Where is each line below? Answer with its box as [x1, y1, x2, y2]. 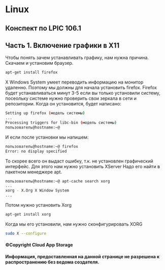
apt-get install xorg [5, 212, 51, 217]
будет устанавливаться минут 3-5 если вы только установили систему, [5, 90, 161, 96]
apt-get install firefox [5, 70, 58, 75]
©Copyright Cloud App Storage [5, 242, 73, 248]
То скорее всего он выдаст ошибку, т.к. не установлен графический [5, 158, 153, 164]
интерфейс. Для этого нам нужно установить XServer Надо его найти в [5, 163, 160, 169]
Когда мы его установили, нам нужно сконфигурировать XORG [5, 221, 143, 227]
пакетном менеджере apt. [5, 169, 62, 175]
